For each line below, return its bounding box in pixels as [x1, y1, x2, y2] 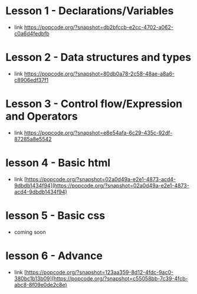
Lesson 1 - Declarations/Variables [5, 4, 174, 18]
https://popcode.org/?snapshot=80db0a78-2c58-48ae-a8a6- [24, 70, 175, 77]
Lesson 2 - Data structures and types [5, 51, 192, 64]
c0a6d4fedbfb [14, 30, 50, 37]
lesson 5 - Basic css [5, 208, 106, 222]
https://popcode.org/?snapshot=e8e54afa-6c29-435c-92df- [24, 129, 173, 136]
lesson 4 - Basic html [5, 156, 111, 169]
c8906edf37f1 [14, 76, 49, 83]
